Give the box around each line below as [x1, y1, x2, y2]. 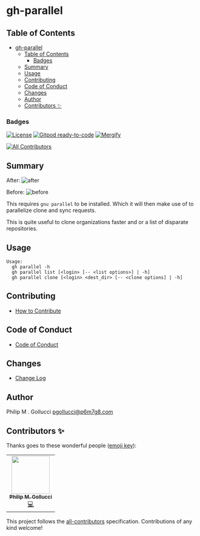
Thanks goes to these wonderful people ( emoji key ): [6, 441, 137, 449]
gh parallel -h [12, 263, 50, 270]
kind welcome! [6, 524, 43, 531]
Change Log [15, 375, 47, 382]
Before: [6, 189, 25, 196]
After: [6, 177, 21, 184]
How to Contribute [15, 307, 62, 314]
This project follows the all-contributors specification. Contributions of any [6, 517, 193, 525]
